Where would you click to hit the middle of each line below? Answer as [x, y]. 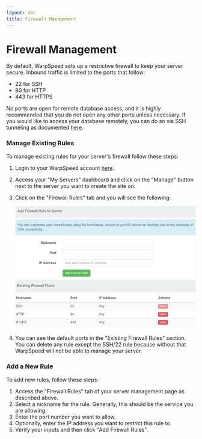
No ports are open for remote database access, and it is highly [84, 109]
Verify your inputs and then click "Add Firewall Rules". [81, 429]
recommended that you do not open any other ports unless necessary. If [96, 115]
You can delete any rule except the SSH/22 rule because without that [100, 345]
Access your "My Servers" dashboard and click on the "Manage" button [104, 180]
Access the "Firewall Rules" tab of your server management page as [99, 391]
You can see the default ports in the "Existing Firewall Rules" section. [100, 338]
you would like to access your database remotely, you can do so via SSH [96, 121]
